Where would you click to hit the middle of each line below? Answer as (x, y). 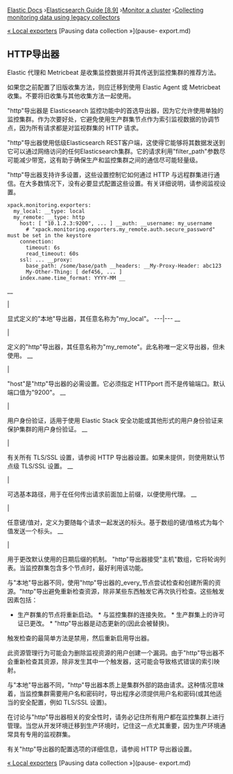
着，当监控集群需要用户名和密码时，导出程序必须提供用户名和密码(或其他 (112, 694)
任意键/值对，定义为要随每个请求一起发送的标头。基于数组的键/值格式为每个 (116, 522)
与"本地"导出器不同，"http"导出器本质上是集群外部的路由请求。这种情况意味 (115, 685)
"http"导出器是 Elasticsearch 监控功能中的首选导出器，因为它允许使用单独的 (115, 110)
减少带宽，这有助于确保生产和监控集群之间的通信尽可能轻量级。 (110, 160)
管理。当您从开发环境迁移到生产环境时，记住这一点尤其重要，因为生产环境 (113, 725)
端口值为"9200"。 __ (36, 392)
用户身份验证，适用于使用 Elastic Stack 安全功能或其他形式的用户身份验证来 (115, 420)
